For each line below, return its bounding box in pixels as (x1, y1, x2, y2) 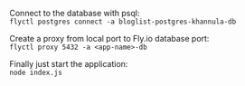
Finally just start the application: (9, 59, 128, 69)
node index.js (9, 68, 63, 77)
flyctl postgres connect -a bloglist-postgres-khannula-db (9, 17, 237, 26)
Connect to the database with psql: (9, 8, 140, 18)
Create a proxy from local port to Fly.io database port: (9, 33, 210, 43)
